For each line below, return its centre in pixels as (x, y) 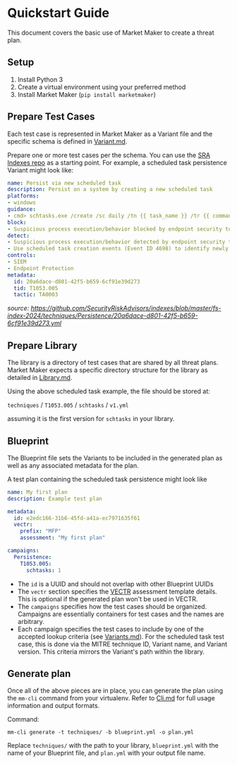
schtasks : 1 (43, 570)
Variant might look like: (41, 170)
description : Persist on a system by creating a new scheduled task (110, 190)
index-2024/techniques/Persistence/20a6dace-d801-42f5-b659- (103, 316)
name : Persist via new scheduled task (64, 183)
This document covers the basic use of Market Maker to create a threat (111, 33)
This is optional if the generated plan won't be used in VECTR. (108, 598)
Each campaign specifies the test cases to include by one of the (111, 629)
